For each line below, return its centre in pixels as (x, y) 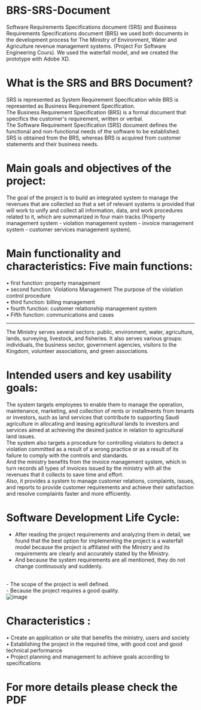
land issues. (21, 436)
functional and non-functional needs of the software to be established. (93, 131)
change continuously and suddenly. (59, 566)
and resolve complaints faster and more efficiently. (69, 493)
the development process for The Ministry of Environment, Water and (92, 40)
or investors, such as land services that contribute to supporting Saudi (93, 417)
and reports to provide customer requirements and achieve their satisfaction (100, 487)
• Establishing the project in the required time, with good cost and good (94, 644)
